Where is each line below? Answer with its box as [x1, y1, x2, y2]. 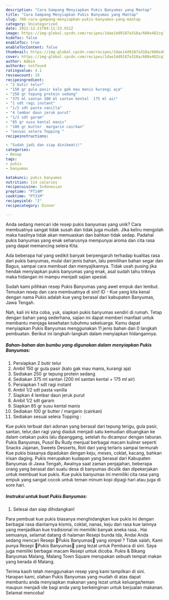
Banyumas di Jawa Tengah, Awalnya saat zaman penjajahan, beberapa [6, 460, 152, 466]
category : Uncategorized [6, 21, 58, 27]
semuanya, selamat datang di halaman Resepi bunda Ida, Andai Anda [6, 532, 148, 538]
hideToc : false [6, 36, 38, 41]
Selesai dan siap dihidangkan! [13, 506, 75, 512]
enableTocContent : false [6, 45, 58, 50]
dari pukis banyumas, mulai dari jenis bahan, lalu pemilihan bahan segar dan [6, 257, 163, 264]
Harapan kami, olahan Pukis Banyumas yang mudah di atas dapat [6, 573, 141, 579]
